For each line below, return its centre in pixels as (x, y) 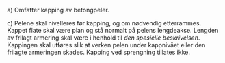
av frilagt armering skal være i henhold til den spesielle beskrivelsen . (104, 38)
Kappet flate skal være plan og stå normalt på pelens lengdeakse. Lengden (113, 30)
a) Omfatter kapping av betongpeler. (58, 10)
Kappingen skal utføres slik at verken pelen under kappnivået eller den (106, 45)
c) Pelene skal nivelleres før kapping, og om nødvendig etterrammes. (104, 23)
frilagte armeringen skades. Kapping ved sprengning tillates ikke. (98, 52)
